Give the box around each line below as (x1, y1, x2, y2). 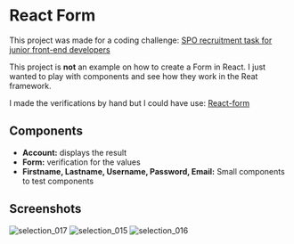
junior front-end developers (9, 44, 110, 54)
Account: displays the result (21, 147, 127, 158)
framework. (9, 80, 52, 91)
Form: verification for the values (21, 157, 141, 167)
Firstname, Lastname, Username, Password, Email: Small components (21, 166, 285, 176)
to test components (21, 175, 94, 186)
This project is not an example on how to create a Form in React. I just (9, 61, 265, 72)
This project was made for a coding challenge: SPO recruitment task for (9, 35, 273, 45)
